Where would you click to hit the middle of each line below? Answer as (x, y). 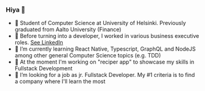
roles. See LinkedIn (39, 43)
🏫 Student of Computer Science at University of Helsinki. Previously (100, 23)
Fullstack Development (44, 68)
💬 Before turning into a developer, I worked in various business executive (107, 36)
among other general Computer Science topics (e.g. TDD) (88, 56)
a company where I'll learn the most (60, 81)
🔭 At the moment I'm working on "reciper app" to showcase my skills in (104, 62)
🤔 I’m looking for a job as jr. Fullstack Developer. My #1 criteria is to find (105, 75)
